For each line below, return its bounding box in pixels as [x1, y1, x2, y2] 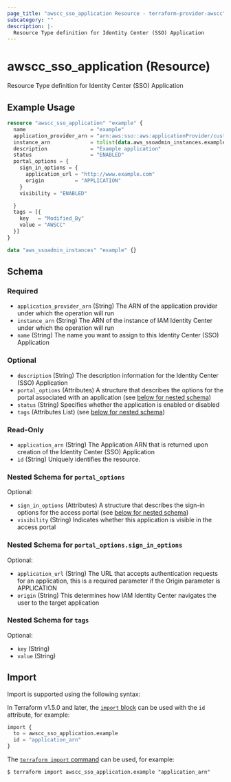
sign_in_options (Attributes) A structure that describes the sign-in [16, 501, 205, 509]
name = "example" [13, 126, 125, 133]
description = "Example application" [13, 145, 162, 152]
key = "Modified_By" [19, 215, 85, 222]
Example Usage [7, 101, 76, 113]
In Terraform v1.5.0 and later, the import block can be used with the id [7, 703, 206, 711]
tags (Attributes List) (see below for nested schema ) [16, 407, 165, 416]
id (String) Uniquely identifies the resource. [16, 455, 141, 463]
